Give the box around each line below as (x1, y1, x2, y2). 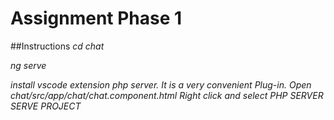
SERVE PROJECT (10, 100, 82, 112)
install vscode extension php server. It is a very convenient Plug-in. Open (10, 78, 312, 91)
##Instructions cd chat (10, 40, 105, 52)
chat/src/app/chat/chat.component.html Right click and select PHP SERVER (10, 89, 324, 101)
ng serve (10, 59, 47, 71)
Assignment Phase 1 (10, 7, 183, 30)
